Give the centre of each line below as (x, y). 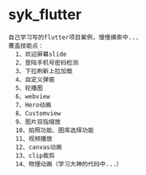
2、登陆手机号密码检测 (47, 62)
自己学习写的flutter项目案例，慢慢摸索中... (74, 37)
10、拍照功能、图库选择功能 (55, 130)
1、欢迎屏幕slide (41, 54)
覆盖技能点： (26, 45)
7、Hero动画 (34, 105)
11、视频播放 (34, 138)
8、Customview (38, 113)
